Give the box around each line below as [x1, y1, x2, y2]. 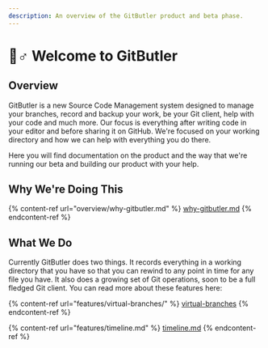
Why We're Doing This [8, 183, 124, 197]
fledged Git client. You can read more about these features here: [8, 283, 223, 293]
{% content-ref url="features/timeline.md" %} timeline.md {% [8, 323, 214, 333]
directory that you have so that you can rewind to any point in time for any [8, 266, 254, 276]
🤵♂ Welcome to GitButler [8, 46, 178, 65]
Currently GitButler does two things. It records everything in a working [8, 257, 242, 267]
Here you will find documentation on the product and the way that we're [8, 151, 248, 160]
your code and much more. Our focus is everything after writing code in [8, 117, 247, 127]
